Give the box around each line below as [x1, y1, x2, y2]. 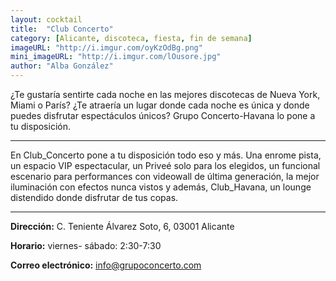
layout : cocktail [10, 14, 83, 25]
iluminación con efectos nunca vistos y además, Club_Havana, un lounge [10, 181, 312, 193]
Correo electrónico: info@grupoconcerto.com [10, 259, 202, 271]
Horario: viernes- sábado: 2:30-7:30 [10, 240, 162, 251]
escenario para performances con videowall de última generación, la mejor [10, 171, 320, 182]
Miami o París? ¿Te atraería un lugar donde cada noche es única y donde [10, 99, 310, 111]
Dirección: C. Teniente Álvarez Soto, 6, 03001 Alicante [10, 221, 235, 232]
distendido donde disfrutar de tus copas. [10, 192, 179, 203]
